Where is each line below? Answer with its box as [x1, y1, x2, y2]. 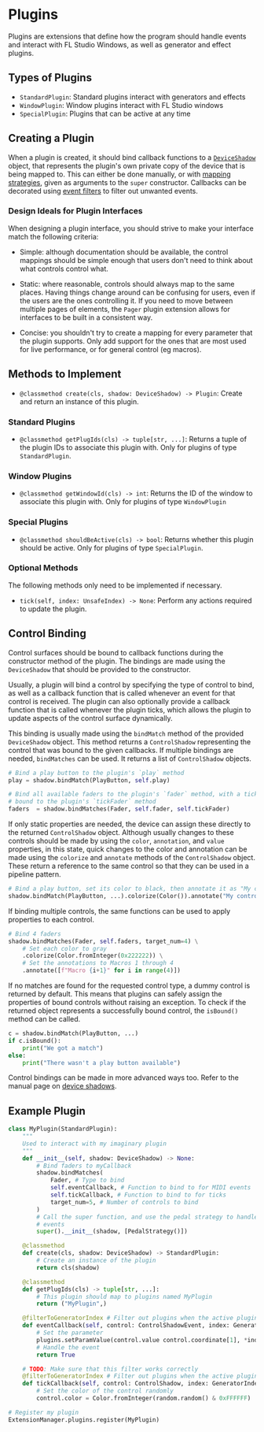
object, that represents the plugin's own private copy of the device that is [8, 161, 246, 170]
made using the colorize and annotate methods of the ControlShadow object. [8, 853, 255, 863]
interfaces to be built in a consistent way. [19, 313, 153, 322]
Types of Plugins [8, 71, 93, 84]
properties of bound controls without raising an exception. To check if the [8, 998, 247, 1007]
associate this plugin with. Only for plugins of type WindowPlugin [19, 497, 226, 506]
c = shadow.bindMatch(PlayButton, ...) [8, 1029, 139, 1037]
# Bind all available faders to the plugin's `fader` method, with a [8, 790, 241, 799]
